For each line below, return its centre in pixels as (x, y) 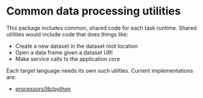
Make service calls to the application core (67, 59)
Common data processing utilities (94, 11)
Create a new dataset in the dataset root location (77, 46)
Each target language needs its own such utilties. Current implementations (100, 70)
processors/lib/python (43, 88)
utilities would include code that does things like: (67, 34)
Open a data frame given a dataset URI (64, 52)
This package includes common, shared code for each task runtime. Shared (101, 28)
